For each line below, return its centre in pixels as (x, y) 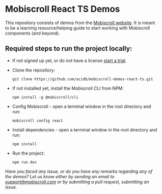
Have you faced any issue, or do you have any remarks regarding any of (79, 171)
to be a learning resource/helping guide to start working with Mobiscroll (78, 28)
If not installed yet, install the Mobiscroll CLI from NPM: (68, 88)
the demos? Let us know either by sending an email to (60, 176)
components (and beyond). (33, 33)
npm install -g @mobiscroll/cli (45, 97)
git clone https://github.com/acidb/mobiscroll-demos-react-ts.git (82, 79)
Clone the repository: (34, 70)
